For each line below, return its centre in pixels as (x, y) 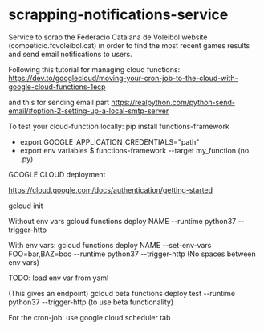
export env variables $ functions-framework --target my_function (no (134, 150)
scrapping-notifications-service (118, 15)
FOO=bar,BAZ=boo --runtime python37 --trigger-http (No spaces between (132, 254)
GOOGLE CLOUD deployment (57, 174)
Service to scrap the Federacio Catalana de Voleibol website (108, 37)
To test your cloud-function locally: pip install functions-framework (119, 126)
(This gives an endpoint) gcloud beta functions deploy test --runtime (122, 293)
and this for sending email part (59, 102)
